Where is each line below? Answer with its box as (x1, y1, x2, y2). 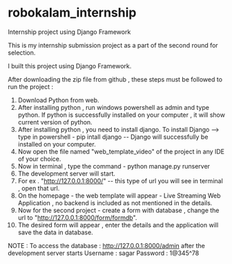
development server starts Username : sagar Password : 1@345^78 (8, 249, 200, 257)
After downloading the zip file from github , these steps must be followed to (8, 75, 223, 84)
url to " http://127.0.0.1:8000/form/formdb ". (17, 213, 137, 222)
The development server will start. (17, 169, 116, 178)
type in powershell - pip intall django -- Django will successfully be (17, 133, 209, 141)
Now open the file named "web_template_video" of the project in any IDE (17, 147, 225, 155)
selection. (8, 48, 36, 57)
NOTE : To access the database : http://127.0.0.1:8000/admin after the (8, 241, 206, 249)
